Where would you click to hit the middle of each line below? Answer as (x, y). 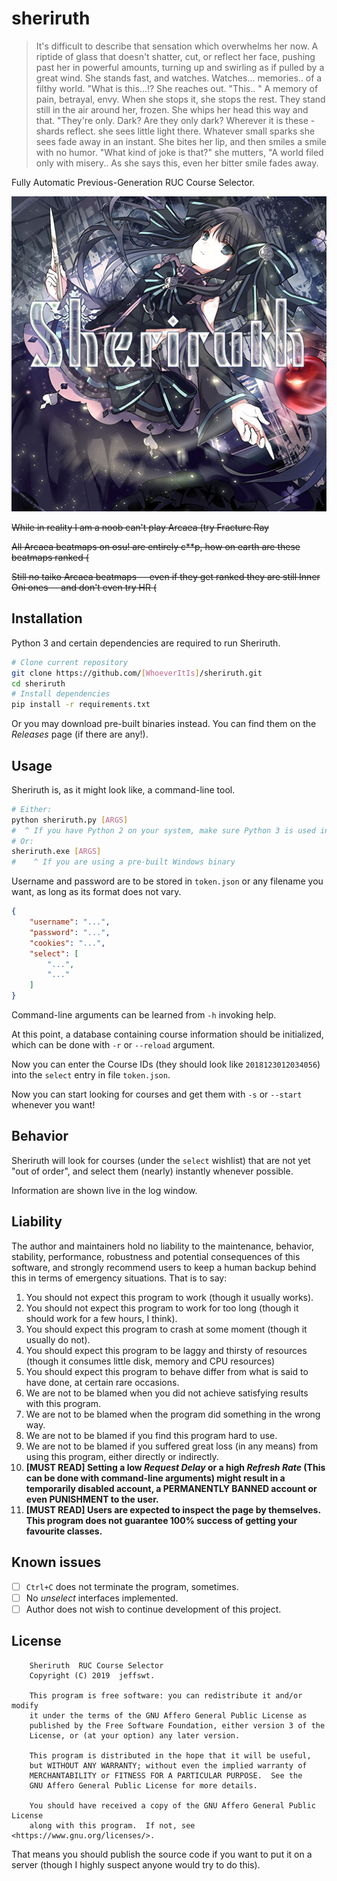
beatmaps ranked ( (50, 557)
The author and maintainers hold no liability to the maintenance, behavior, (163, 1246)
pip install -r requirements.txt (81, 705)
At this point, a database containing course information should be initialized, (167, 1034)
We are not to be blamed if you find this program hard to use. (151, 1435)
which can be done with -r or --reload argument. (113, 1045)
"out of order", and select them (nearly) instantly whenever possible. (152, 1171)
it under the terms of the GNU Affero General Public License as (168, 1715)
